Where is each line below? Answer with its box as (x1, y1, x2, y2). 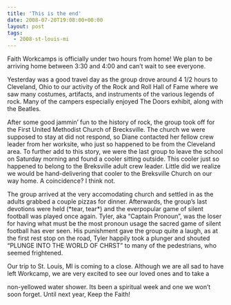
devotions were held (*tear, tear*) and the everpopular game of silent (7, 205, 203, 213)
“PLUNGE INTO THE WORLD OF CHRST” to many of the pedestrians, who (7, 242, 217, 250)
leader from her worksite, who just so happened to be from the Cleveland (7, 140, 216, 148)
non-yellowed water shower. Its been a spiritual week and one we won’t (7, 283, 211, 291)
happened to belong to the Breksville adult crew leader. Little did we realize (7, 162, 221, 170)
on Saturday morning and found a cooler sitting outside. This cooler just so (7, 155, 219, 163)
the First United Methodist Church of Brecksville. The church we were (7, 126, 205, 134)
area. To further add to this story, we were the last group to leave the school (7, 148, 223, 156)
